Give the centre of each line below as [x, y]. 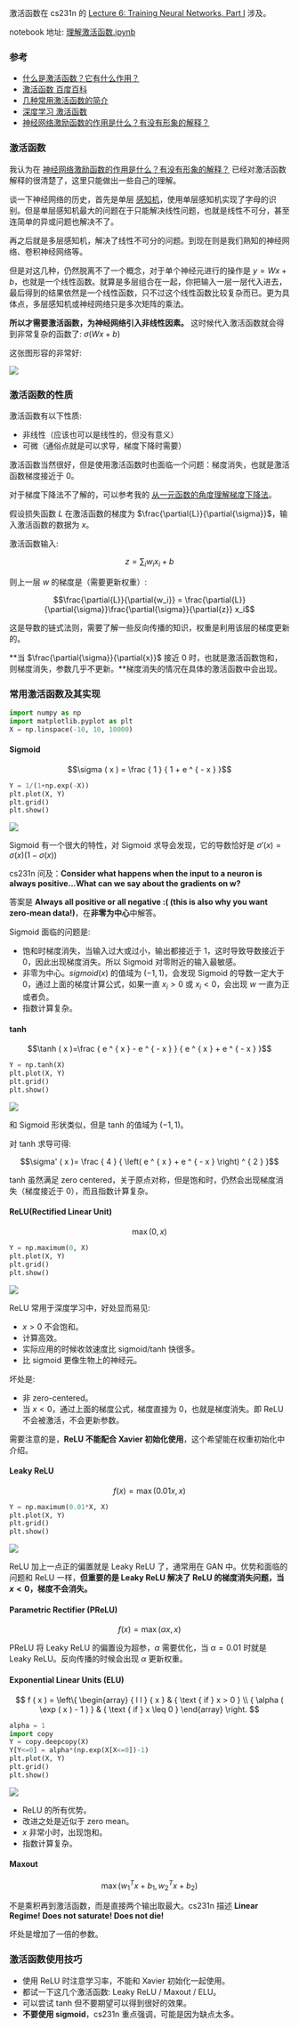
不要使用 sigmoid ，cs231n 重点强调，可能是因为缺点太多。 [130, 2014]
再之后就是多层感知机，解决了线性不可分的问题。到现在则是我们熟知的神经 [145, 240]
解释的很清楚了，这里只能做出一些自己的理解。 [95, 180]
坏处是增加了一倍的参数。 [56, 1935]
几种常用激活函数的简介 [65, 101]
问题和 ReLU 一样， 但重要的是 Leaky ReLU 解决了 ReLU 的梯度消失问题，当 [147, 1578]
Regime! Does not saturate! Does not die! [87, 1916]
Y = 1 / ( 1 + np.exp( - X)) [49, 786]
